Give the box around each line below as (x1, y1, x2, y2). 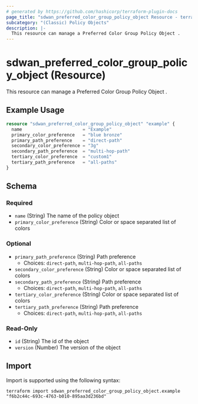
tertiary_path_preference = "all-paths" (11, 159, 117, 165)
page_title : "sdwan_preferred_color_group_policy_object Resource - (6, 14, 178, 20)
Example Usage (6, 105, 65, 115)
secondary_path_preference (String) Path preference (14, 278, 141, 285)
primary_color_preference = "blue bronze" (11, 132, 123, 138)
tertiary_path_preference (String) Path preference (14, 303, 138, 310)
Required (6, 199, 33, 207)
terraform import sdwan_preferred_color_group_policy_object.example (6, 388, 181, 394)
